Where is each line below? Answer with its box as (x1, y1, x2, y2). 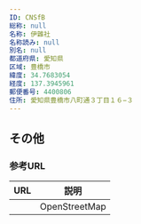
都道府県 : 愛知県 (9, 54, 64, 63)
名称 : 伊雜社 (9, 29, 51, 38)
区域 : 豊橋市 (9, 63, 51, 72)
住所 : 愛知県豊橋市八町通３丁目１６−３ (9, 95, 134, 105)
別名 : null (9, 46, 47, 55)
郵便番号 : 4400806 (9, 87, 73, 96)
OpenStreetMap (39, 201, 106, 213)
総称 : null (9, 21, 47, 30)
